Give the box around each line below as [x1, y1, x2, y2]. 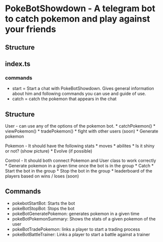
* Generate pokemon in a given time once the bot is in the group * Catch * [5, 163, 154, 169]
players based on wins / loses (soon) [5, 173, 79, 179]
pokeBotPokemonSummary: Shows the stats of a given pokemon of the [12, 216, 156, 221]
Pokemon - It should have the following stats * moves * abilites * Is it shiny [5, 143, 155, 149]
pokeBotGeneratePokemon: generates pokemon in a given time [12, 211, 140, 217]
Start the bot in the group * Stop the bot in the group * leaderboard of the [5, 168, 153, 174]
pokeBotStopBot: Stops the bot [12, 205, 75, 211]
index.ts [5, 60, 31, 68]
